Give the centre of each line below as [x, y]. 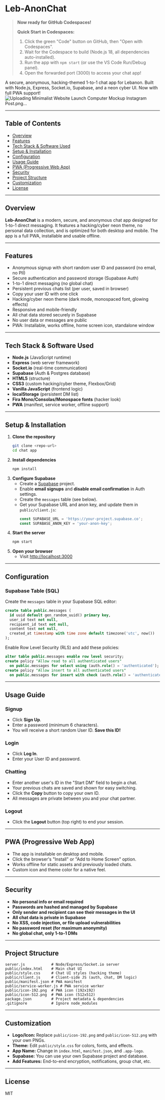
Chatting [16, 772]
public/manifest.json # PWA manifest [44, 982]
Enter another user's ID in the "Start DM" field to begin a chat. [75, 783]
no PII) [19, 273]
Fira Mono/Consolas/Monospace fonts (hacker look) [67, 399]
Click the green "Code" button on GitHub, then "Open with [83, 41]
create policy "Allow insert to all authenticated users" [66, 670]
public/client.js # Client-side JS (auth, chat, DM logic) [71, 978]
